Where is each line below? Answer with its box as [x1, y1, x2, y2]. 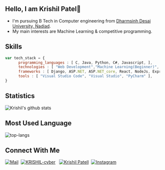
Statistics [5, 92, 35, 100]
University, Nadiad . [12, 23, 51, 29]
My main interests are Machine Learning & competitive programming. [12, 28, 152, 34]
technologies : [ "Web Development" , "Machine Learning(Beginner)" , [18, 65, 160, 70]
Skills [5, 43, 22, 51]
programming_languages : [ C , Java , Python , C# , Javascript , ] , [18, 60, 153, 65]
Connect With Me [5, 146, 60, 154]
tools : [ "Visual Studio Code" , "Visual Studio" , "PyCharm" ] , [18, 74, 153, 79]
